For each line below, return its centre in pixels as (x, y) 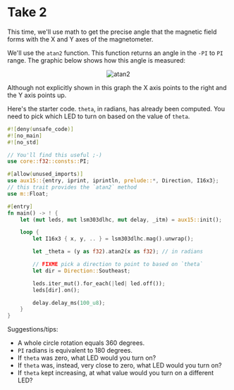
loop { (30, 232)
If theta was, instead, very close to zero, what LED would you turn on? (119, 365)
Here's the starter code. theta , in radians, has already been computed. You (116, 108)
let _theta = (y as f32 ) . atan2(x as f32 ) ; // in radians (118, 252)
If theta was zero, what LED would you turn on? (87, 358)
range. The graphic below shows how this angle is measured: (96, 60)
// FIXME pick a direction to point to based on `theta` (118, 265)
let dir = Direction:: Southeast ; (82, 271)
